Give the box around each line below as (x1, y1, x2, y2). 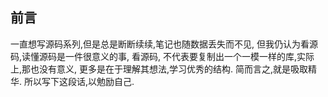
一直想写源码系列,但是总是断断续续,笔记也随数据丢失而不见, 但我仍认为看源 (10, 38, 319, 50)
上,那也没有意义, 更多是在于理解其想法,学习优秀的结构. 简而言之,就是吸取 (10, 63, 309, 75)
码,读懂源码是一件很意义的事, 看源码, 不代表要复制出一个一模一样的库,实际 (10, 50, 315, 62)
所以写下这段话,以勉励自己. (23, 75, 135, 87)
